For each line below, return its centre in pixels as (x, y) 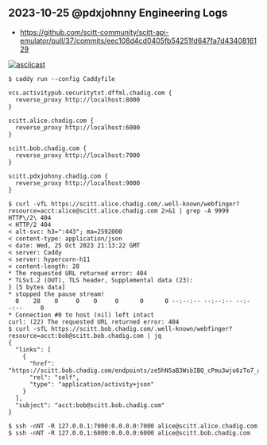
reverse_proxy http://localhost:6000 (78, 127)
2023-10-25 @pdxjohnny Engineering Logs (118, 13)
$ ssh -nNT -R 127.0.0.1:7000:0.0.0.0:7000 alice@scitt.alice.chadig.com (133, 426)
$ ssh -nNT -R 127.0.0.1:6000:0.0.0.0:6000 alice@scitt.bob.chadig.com (129, 433)
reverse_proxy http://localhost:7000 (78, 155)
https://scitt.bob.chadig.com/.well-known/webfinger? (141, 328)
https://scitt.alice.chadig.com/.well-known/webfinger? (145, 204)
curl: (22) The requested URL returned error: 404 (94, 322)
